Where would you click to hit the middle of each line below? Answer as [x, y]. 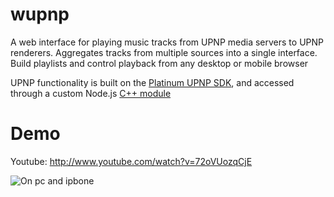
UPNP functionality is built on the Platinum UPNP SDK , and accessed [152, 82]
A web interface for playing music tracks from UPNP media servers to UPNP [167, 42]
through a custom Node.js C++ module [91, 93]
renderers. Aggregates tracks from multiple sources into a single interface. [164, 52]
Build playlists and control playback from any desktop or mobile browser [159, 63]
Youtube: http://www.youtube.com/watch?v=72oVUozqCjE [131, 161]
